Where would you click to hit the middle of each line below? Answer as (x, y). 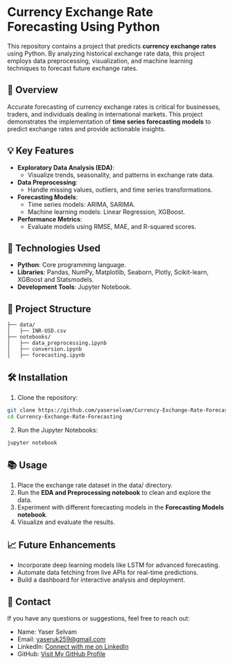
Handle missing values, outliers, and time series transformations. (120, 190)
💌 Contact (29, 601)
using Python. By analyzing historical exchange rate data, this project (106, 53)
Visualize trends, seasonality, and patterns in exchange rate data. (121, 175)
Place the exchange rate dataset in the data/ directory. (95, 485)
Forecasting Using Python (84, 27)
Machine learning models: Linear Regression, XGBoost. (106, 212)
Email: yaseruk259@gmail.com (61, 639)
